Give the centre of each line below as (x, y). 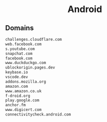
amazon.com (17, 86)
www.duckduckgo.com (26, 63)
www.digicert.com (23, 110)
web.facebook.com (23, 44)
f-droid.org (18, 96)
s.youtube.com (20, 49)
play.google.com (22, 100)
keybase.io (17, 72)
